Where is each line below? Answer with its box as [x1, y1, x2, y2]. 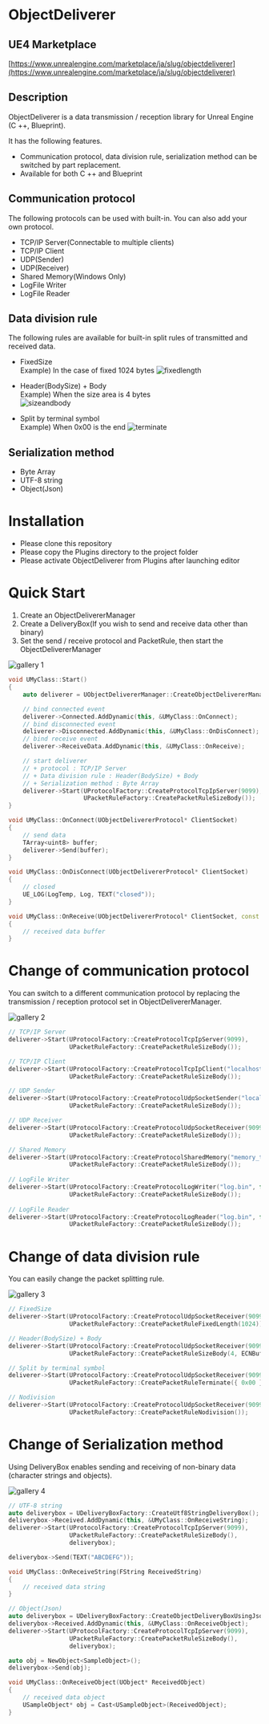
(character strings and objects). [8, 1470, 113, 1480]
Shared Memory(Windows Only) [19, 271, 126, 281]
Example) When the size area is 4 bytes [19, 389, 151, 399]
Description [8, 91, 68, 104]
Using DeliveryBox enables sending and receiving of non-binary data [8, 1461, 236, 1471]
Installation [8, 512, 85, 531]
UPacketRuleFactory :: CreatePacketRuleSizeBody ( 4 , [69, 1349, 239, 1358]
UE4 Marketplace [8, 38, 97, 51]
